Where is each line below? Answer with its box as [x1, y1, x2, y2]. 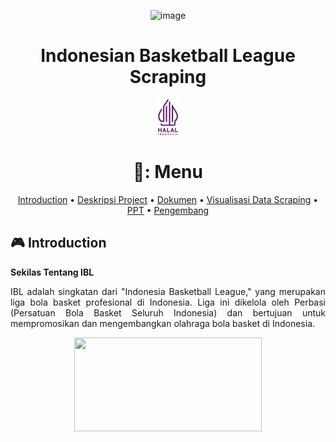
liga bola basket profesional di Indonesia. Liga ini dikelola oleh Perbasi [10, 296, 326, 308]
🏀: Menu [133, 161, 203, 184]
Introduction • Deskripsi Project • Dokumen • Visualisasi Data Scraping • [17, 193, 319, 205]
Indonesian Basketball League [40, 45, 296, 67]
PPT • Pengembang [126, 204, 210, 216]
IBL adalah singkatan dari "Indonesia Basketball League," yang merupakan [10, 285, 326, 297]
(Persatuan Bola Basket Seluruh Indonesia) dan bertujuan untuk [10, 306, 326, 319]
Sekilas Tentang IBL [10, 266, 95, 278]
